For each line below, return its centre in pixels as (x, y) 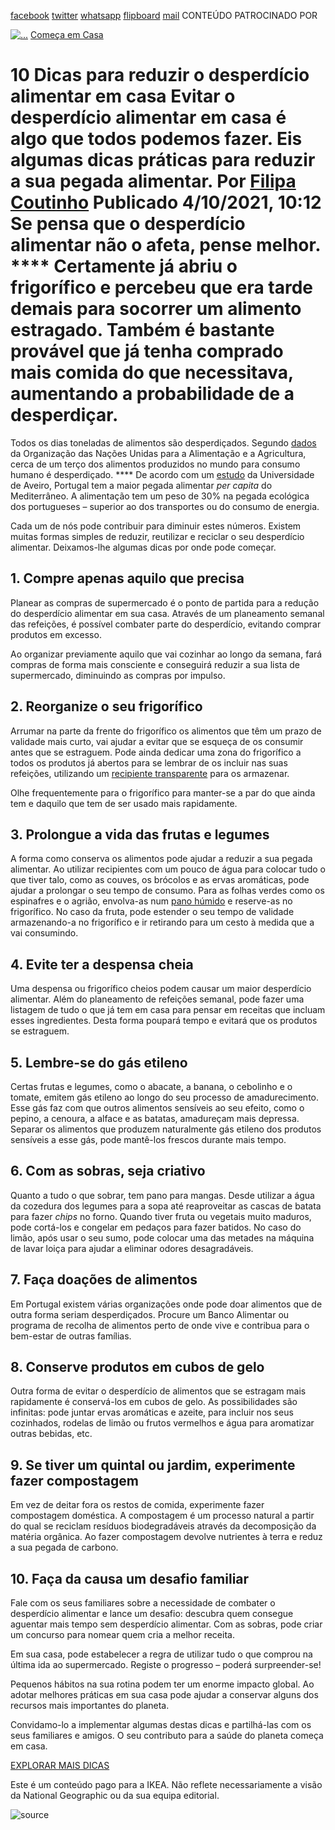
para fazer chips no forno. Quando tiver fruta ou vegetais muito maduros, (161, 1216)
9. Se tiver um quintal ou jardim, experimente (153, 1465)
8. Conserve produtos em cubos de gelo (137, 1367)
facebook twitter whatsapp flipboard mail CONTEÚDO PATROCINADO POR (164, 15)
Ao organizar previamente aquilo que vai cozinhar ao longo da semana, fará (166, 654)
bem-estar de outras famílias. (71, 1336)
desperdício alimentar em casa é (148, 117)
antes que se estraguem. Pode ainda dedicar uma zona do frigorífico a (156, 752)
